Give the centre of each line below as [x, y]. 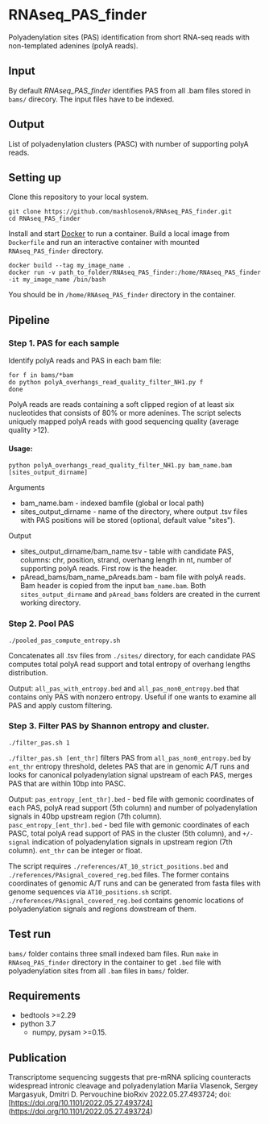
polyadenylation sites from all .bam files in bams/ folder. [99, 971]
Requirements [44, 996]
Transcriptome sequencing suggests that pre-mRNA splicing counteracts [130, 1077]
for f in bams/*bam [41, 375]
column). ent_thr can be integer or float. [76, 850]
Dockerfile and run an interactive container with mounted [104, 243]
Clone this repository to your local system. [79, 197]
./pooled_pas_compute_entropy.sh [64, 641]
